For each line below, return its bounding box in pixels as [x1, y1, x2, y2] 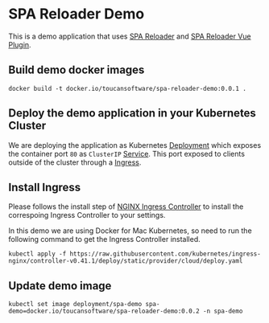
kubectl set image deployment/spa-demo [8, 301, 143, 309]
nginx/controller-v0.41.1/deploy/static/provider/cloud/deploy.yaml [8, 257, 243, 265]
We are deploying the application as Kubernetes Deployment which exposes [8, 140, 262, 149]
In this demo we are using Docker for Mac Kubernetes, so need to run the [8, 226, 252, 235]
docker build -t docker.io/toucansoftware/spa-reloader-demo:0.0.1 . [8, 84, 247, 92]
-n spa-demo [202, 307, 243, 316]
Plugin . [8, 39, 31, 49]
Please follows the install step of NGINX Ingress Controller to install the [8, 202, 244, 211]
